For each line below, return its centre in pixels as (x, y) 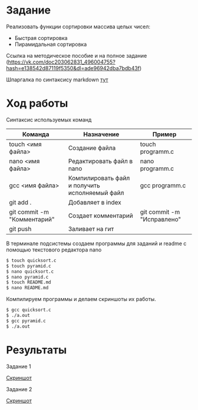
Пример (164, 134)
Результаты (37, 350)
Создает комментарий (101, 216)
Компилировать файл (99, 178)
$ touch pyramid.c (29, 266)
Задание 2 (19, 389)
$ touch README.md (29, 282)
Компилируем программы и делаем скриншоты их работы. (81, 299)
